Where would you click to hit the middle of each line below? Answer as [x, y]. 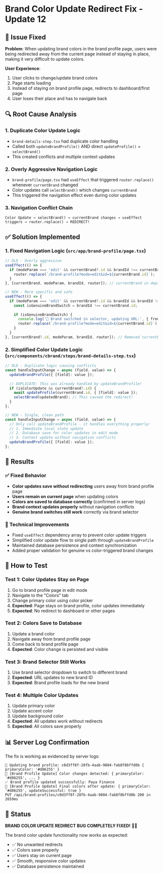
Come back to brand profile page [45, 644]
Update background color [38, 716]
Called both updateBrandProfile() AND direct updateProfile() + [76, 146]
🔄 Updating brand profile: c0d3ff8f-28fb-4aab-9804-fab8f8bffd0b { [75, 765]
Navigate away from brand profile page [51, 639]
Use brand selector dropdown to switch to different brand [70, 672]
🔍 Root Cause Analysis [41, 114]
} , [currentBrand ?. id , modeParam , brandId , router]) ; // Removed [72, 337]
